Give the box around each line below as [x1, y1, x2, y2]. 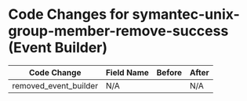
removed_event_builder [12, 80, 99, 91]
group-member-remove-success [8, 22, 229, 40]
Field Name [105, 67, 149, 78]
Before [156, 67, 183, 78]
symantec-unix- [132, 5, 241, 23]
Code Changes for [8, 5, 129, 23]
